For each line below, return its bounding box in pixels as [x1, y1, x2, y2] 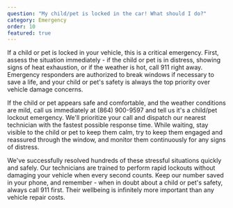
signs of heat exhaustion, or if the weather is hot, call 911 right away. [7, 63, 203, 71]
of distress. [7, 143, 40, 151]
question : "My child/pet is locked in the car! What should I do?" [7, 10, 207, 17]
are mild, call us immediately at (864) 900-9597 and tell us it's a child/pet [7, 106, 218, 114]
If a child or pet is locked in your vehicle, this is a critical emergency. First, [7, 49, 219, 57]
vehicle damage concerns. [7, 85, 83, 94]
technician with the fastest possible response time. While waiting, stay [7, 121, 209, 129]
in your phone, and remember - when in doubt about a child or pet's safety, [7, 178, 223, 187]
